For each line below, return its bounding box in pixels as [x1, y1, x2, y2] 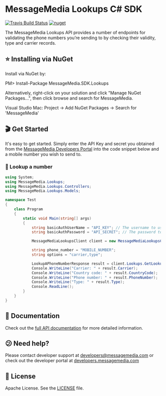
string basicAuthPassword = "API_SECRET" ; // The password [31, 229, 156, 235]
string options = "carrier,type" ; [31, 252, 103, 257]
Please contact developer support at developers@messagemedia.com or [5, 352, 154, 358]
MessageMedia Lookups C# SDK [5, 3, 142, 15]
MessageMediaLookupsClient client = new [31, 239, 116, 244]
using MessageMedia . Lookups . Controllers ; [5, 184, 92, 189]
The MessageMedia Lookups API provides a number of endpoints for [5, 29, 146, 35]
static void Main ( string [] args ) [23, 216, 92, 221]
